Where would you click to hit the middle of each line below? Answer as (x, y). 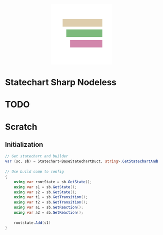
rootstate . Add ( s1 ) (32, 223)
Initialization (24, 144)
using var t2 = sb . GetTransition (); (51, 203)
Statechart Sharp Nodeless (61, 83)
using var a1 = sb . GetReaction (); (49, 207)
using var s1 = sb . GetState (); (45, 187)
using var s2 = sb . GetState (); (45, 192)
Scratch (21, 127)
